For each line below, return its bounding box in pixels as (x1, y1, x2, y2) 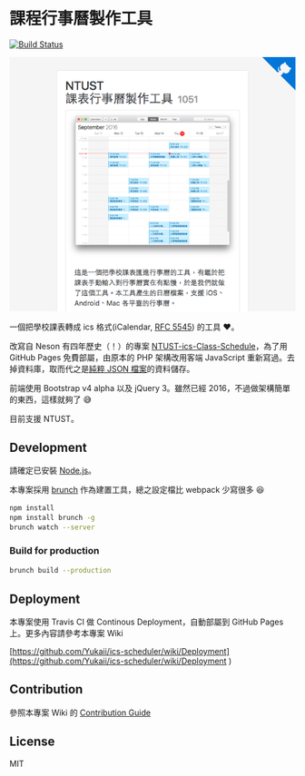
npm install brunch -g (9, 514, 95, 523)
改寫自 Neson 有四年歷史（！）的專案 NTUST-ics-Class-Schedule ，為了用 (9, 340, 288, 351)
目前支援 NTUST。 (9, 413, 79, 424)
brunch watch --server (9, 523, 95, 532)
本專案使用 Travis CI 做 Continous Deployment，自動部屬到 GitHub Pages (9, 616, 284, 627)
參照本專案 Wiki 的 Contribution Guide (9, 707, 152, 718)
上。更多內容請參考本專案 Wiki (9, 627, 124, 638)
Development (9, 439, 88, 455)
